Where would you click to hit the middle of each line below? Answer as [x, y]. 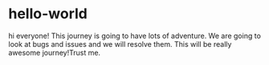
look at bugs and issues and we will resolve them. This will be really [120, 44]
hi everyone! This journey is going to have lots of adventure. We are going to [134, 36]
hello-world [48, 14]
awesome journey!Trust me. [55, 52]
